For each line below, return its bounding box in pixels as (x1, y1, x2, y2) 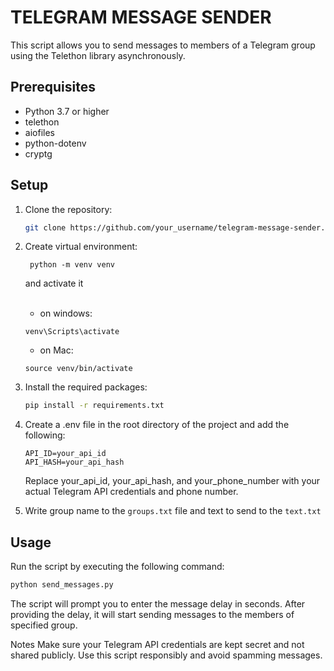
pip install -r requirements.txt (24, 401, 165, 411)
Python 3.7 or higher (24, 105, 110, 117)
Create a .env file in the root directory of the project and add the (24, 419, 290, 431)
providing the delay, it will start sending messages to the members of (10, 609, 295, 620)
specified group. (10, 619, 78, 631)
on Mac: (39, 344, 74, 356)
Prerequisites (10, 79, 96, 96)
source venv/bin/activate (24, 364, 133, 374)
